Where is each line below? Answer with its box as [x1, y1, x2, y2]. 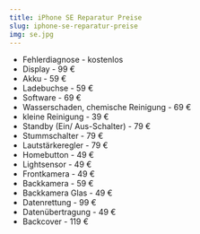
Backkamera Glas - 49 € [22, 187, 113, 198]
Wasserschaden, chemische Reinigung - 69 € [22, 102, 192, 113]
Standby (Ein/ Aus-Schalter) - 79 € [22, 121, 151, 132]
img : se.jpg [9, 30, 54, 39]
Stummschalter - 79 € [22, 131, 104, 142]
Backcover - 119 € [22, 216, 89, 227]
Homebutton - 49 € [22, 150, 94, 160]
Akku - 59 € [22, 74, 67, 84]
